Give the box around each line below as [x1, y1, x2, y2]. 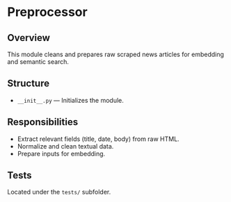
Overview [7, 32, 51, 44]
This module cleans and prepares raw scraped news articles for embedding [7, 50, 225, 58]
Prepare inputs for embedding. [17, 149, 106, 158]
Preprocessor [7, 4, 88, 20]
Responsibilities [7, 116, 79, 128]
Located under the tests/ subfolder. [7, 188, 111, 196]
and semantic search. [7, 58, 70, 66]
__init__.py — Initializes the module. [17, 96, 124, 104]
